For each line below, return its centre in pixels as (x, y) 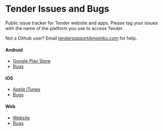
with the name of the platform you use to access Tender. (64, 28)
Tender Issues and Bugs (57, 9)
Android (14, 50)
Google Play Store (32, 61)
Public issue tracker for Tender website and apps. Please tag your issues (81, 23)
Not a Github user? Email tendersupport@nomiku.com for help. (71, 38)
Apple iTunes (26, 89)
